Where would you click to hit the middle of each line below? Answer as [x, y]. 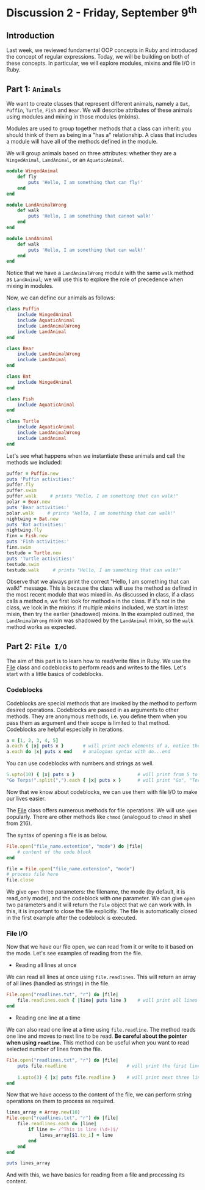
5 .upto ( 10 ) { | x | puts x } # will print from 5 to [102, 775]
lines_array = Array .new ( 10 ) [43, 1112]
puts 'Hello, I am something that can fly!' [86, 182]
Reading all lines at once [46, 965]
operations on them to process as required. [61, 1101]
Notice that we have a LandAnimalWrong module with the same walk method [100, 273]
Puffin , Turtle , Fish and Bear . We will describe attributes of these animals [99, 110]
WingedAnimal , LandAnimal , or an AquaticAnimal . [65, 160]
